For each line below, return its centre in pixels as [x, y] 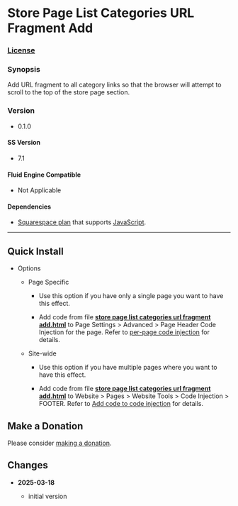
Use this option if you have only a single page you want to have [131, 296]
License [21, 50]
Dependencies [29, 207]
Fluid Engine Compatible [44, 175]
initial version [47, 496]
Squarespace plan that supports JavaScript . [82, 222]
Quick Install [35, 251]
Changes [28, 465]
